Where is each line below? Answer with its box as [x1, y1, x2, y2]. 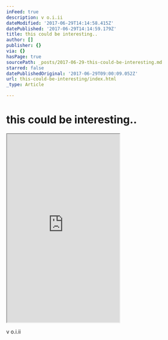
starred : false [6, 65, 44, 71]
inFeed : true [6, 8, 39, 15]
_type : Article [6, 82, 44, 88]
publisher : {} [6, 43, 42, 49]
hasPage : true [6, 54, 42, 60]
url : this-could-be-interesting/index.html [6, 76, 117, 82]
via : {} [6, 48, 26, 54]
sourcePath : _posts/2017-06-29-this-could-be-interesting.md [6, 59, 163, 65]
